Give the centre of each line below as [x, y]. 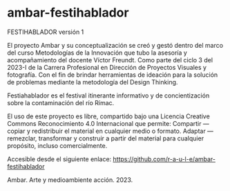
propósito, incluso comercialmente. [57, 145]
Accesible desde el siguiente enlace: [59, 159]
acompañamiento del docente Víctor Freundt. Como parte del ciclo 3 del [110, 60]
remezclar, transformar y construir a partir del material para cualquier [106, 138]
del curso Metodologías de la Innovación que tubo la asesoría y [97, 53]
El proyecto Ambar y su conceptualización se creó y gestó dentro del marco [115, 45]
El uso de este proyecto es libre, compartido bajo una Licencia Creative [109, 116]
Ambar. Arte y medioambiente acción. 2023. [70, 180]
